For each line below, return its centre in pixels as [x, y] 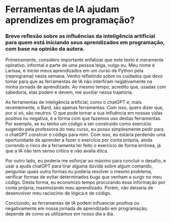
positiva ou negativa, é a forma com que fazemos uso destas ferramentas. [83, 119]
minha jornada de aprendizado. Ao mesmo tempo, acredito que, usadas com [86, 87]
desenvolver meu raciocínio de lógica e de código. [58, 193]
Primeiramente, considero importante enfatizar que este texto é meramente [84, 60]
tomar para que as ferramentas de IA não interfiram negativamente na [79, 81]
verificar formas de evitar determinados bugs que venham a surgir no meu [83, 177]
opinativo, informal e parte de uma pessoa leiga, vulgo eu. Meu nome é [80, 65]
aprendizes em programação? [70, 20]
